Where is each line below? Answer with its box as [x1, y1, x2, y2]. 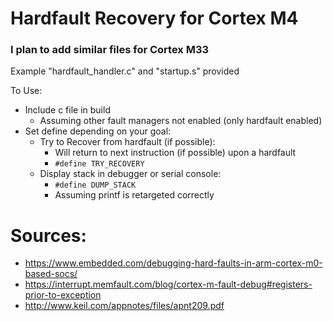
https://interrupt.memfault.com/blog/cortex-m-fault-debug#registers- [24, 278, 313, 291]
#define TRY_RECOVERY [54, 159, 145, 169]
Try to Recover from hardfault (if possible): [39, 136, 216, 148]
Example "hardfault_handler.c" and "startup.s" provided [10, 65, 240, 77]
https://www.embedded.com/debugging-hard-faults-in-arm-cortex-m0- [24, 257, 323, 269]
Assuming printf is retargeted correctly [54, 189, 215, 201]
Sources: [10, 224, 87, 247]
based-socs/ [24, 268, 78, 280]
